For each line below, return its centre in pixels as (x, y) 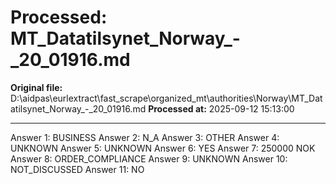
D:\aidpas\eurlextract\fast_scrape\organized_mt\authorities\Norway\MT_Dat (166, 98)
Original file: (36, 87)
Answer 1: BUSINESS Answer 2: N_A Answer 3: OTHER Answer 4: (145, 137)
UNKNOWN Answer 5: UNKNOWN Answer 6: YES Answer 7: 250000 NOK (163, 148)
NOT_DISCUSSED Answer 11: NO (77, 169)
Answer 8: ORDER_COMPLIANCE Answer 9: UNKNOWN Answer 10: (149, 158)
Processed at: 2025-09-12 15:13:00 (221, 108)
